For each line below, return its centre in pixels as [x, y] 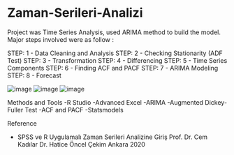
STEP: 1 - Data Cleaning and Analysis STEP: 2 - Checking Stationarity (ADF [115, 53]
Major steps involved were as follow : [60, 39]
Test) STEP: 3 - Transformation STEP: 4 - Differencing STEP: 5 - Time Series [117, 60]
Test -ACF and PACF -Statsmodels [74, 110]
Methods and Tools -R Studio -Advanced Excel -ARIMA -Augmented [105, 102]
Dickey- [216, 102]
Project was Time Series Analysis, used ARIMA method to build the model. [114, 32]
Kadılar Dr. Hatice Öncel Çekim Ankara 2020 [81, 144]
